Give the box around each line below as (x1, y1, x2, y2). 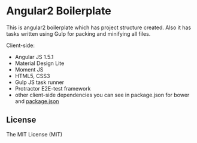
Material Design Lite (14, 60, 65, 67)
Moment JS (14, 66, 44, 73)
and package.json (14, 97, 59, 105)
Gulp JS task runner (14, 79, 65, 86)
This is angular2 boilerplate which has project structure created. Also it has (6, 24, 192, 31)
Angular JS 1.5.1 (14, 53, 54, 60)
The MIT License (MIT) (6, 130, 63, 138)
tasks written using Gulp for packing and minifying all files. (6, 30, 151, 37)
